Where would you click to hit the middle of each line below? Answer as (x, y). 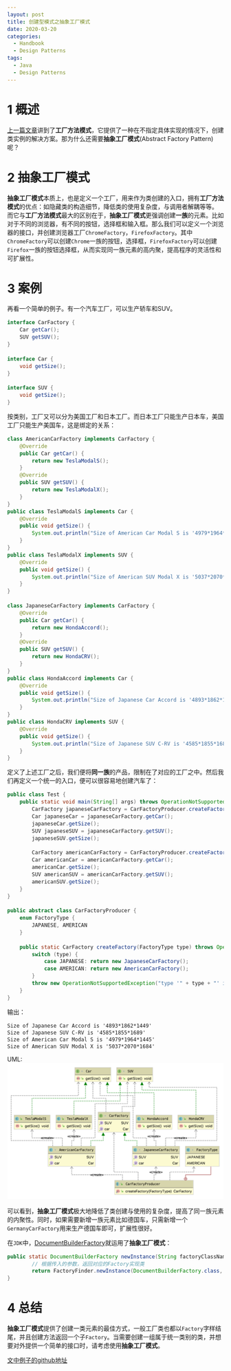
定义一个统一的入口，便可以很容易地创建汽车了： (88, 781)
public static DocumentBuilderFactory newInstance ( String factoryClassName (118, 1256)
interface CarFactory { (41, 323)
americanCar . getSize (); (66, 867)
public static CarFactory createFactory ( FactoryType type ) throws (117, 947)
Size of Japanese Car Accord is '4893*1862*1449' (80, 1026)
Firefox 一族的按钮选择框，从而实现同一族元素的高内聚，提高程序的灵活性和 (114, 249)
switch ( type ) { (55, 954)
